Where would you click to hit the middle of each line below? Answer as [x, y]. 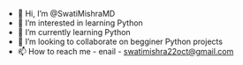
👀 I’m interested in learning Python [80, 23]
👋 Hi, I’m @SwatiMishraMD [66, 14]
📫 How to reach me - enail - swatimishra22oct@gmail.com [125, 51]
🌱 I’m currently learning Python [74, 32]
